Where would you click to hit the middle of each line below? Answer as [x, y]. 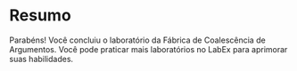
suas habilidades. [41, 59]
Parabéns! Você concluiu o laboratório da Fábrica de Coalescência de [137, 40]
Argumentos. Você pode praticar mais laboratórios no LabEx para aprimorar [148, 49]
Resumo [40, 16]
